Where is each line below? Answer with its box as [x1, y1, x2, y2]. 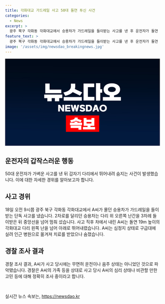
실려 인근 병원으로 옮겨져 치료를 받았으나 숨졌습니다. [5, 231, 105, 237]
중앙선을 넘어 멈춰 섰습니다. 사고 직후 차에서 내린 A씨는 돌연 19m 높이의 [23, 219, 160, 225]
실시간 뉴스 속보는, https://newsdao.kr [5, 293, 80, 299]
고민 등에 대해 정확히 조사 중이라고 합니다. [5, 273, 85, 279]
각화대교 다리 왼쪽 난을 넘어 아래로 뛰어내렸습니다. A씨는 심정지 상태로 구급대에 [5, 225, 156, 231]
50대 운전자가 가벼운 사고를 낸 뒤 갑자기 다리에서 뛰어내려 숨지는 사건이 [5, 171, 141, 177]
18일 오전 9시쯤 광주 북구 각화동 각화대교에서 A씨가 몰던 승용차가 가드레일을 [5, 207, 150, 213]
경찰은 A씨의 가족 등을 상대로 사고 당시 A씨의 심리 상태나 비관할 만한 [27, 267, 158, 273]
